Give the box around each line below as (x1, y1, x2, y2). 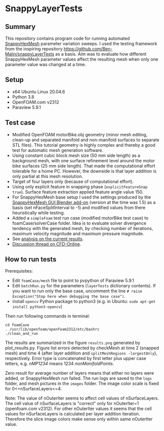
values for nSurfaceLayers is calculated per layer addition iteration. (5, 411, 141, 417)
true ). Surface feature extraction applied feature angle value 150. (12, 189, 143, 195)
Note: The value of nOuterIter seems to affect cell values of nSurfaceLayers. (5, 395, 159, 401)
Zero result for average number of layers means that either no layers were (5, 370, 154, 376)
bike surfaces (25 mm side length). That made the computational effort (12, 163, 156, 169)
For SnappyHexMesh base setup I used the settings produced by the (12, 194, 151, 200)
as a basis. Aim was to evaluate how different (55, 51, 147, 57)
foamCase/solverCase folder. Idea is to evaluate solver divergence (12, 220, 147, 226)
